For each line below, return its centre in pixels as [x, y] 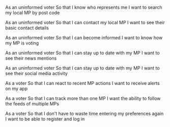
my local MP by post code [33, 13]
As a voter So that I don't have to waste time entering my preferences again [84, 114]
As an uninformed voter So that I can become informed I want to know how [84, 38]
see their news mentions [31, 58]
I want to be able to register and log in [45, 119]
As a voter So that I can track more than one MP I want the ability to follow [83, 98]
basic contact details [27, 28]
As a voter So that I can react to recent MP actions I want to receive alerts [82, 83]
